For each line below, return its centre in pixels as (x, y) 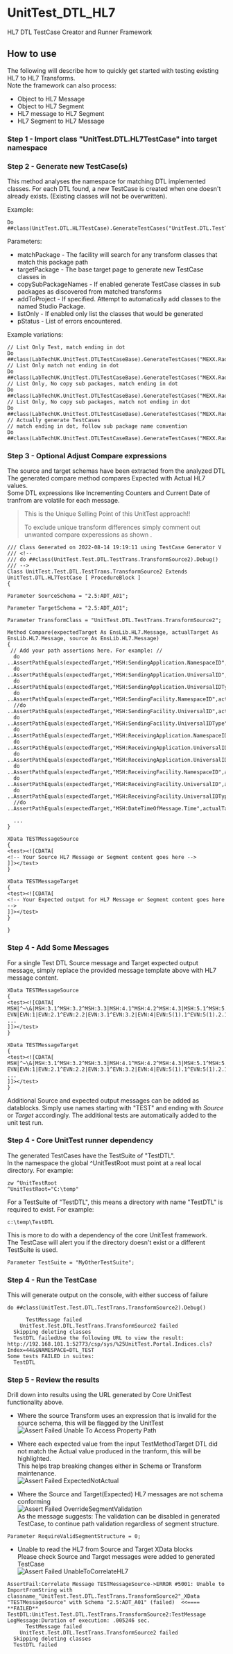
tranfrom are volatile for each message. (63, 501)
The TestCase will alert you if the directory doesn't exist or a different (106, 1242)
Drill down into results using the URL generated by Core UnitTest (100, 1395)
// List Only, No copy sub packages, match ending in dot (93, 383)
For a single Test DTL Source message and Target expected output (103, 962)
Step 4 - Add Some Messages (58, 948)
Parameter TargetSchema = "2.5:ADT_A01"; (68, 608)
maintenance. (37, 1473)
